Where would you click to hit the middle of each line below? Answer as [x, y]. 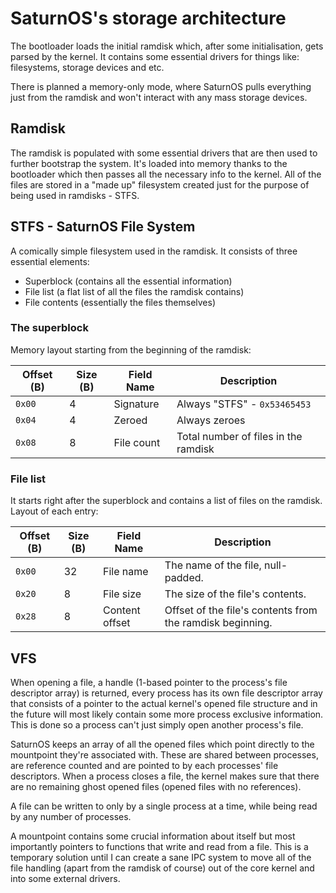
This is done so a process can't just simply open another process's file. [157, 724]
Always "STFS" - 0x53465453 [244, 404]
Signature [136, 404]
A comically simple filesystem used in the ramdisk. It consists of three [154, 251]
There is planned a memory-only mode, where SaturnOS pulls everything [161, 86]
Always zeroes [211, 420]
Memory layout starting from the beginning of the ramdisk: [131, 349]
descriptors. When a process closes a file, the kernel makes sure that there [165, 776]
